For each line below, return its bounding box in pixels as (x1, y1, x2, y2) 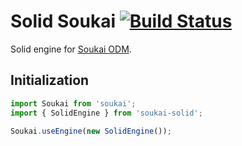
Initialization (10, 72, 90, 89)
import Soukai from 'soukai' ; (10, 98, 137, 109)
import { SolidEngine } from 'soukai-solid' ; (10, 108, 203, 118)
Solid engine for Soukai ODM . (10, 43, 132, 55)
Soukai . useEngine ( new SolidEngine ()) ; (10, 126, 172, 136)
